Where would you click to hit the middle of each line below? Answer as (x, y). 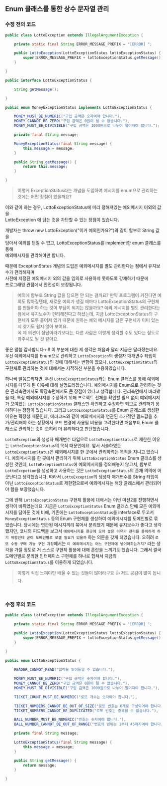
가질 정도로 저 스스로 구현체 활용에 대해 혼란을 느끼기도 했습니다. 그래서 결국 (88, 550)
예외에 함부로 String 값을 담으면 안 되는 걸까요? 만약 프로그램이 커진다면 (87, 295)
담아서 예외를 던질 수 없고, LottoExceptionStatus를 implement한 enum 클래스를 (83, 243)
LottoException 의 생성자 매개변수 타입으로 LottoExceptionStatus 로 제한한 (78, 439)
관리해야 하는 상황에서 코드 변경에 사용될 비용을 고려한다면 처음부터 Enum (82, 423)
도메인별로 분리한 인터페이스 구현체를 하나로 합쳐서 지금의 (61, 556)
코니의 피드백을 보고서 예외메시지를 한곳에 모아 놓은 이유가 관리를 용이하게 (87, 531)
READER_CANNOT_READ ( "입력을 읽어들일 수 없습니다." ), (65, 670)
